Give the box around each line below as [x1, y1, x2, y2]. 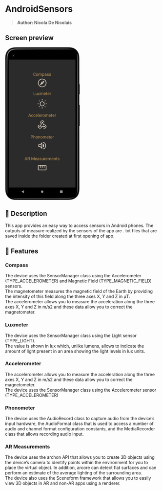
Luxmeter [5, 321, 28, 328]
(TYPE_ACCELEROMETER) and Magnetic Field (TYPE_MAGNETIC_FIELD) [5, 278, 152, 284]
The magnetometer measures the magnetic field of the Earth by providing [5, 289, 153, 294]
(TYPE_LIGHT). [5, 337, 36, 343]
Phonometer [5, 404, 35, 411]
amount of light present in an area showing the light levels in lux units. [5, 348, 145, 354]
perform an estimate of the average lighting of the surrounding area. [5, 470, 142, 476]
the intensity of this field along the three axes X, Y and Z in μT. [5, 293, 130, 299]
